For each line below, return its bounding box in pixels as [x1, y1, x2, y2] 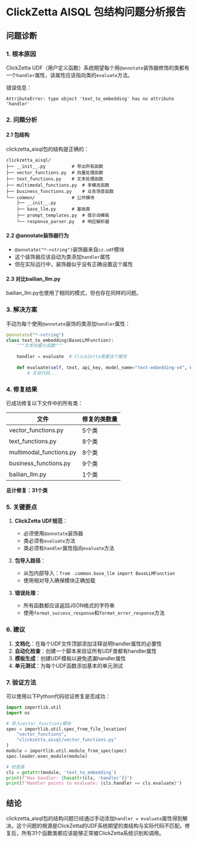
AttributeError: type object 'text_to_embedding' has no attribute [6, 95, 175, 102]
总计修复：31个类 [6, 487, 48, 494]
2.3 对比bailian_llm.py [6, 275, 61, 282]
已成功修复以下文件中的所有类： [6, 400, 83, 407]
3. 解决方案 [6, 305, 38, 314]
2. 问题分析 [6, 115, 38, 124]
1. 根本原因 [6, 49, 36, 58]
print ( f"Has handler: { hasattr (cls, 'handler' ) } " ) [6, 775, 133, 781]
